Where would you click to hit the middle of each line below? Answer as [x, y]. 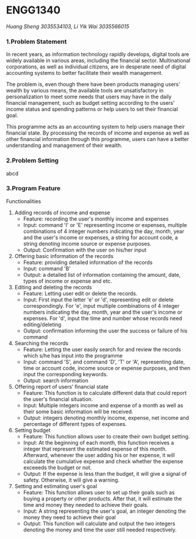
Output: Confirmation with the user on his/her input [85, 250]
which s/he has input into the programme [73, 355]
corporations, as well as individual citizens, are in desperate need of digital [96, 67]
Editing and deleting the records [53, 287]
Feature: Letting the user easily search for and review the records [102, 349]
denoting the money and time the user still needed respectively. [100, 530]
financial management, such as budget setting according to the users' [90, 103]
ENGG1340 [33, 10]
